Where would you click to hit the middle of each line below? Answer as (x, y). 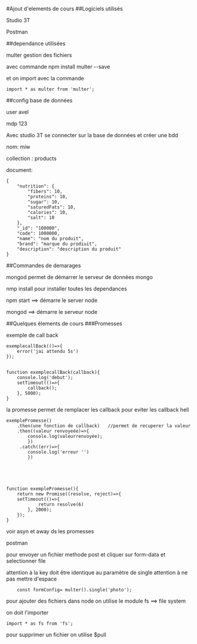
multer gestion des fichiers (39, 55)
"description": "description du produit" (69, 249)
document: (19, 170)
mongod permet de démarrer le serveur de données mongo (80, 277)
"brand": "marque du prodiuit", (57, 244)
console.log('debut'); (45, 377)
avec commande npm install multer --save (58, 66)
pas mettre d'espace (32, 579)
